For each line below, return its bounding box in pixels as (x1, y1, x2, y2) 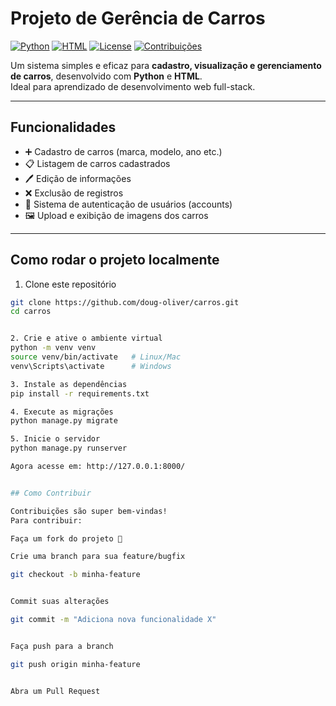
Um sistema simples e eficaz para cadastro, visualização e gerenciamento (10, 59, 322, 71)
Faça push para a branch (10, 641, 114, 651)
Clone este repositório (24, 278, 117, 290)
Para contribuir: (10, 515, 83, 526)
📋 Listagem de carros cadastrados (24, 157, 171, 169)
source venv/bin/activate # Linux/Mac (10, 352, 182, 362)
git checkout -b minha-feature (10, 570, 141, 580)
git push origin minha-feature (10, 659, 141, 669)
